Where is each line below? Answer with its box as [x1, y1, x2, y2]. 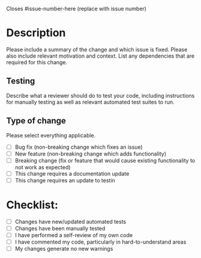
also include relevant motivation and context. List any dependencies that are [6, 52, 195, 59]
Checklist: [6, 198, 59, 212]
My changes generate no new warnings [14, 245, 113, 253]
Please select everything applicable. [6, 131, 96, 139]
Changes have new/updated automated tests [14, 218, 127, 225]
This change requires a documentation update [14, 170, 130, 177]
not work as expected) [14, 163, 71, 170]
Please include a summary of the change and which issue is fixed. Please [6, 46, 188, 53]
